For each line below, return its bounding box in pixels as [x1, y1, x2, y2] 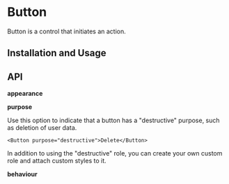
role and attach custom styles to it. [7, 157, 106, 165]
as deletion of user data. [7, 124, 77, 132]
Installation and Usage [7, 47, 106, 59]
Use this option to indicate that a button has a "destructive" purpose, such [7, 116, 221, 125]
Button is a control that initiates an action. [7, 27, 127, 35]
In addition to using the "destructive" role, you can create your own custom [7, 149, 223, 158]
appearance [7, 90, 43, 98]
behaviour [7, 170, 38, 178]
